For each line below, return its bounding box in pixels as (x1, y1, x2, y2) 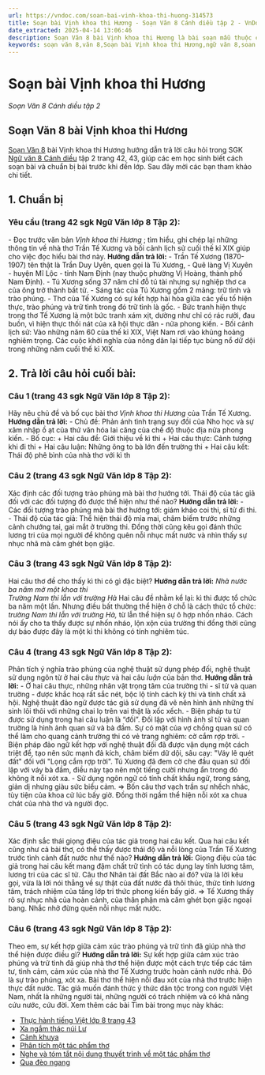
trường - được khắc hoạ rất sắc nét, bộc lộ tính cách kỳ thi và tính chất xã (8, 689, 247, 700)
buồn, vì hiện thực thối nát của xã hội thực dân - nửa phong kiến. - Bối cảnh (8, 319, 254, 328)
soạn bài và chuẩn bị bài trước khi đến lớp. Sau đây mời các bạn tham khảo (8, 161, 252, 171)
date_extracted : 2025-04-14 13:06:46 (8, 26, 132, 34)
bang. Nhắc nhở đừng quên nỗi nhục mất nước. (8, 903, 162, 913)
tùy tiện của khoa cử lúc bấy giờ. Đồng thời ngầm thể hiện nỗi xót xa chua (8, 790, 248, 800)
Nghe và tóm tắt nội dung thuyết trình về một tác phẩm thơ (19, 1049, 211, 1058)
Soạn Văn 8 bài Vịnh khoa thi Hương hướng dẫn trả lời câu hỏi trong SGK (8, 145, 243, 154)
